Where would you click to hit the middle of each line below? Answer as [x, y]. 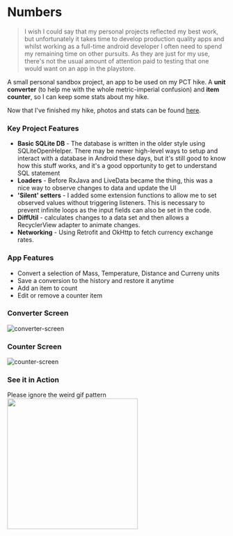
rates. [25, 240]
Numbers [35, 12]
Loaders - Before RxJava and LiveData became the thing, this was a [115, 181]
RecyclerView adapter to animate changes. [79, 225]
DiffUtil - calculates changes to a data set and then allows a [103, 217]
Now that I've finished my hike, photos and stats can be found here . [104, 110]
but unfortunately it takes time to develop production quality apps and [124, 38]
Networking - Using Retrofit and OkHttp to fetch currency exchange [115, 232]
